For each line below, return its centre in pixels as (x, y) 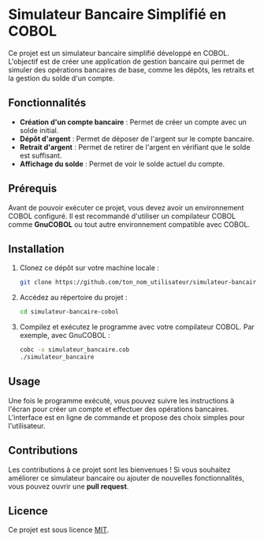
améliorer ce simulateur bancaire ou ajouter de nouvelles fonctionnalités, (126, 477)
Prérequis (33, 189)
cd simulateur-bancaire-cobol (69, 312)
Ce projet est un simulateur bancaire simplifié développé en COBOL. (119, 53)
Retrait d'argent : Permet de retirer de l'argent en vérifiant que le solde (135, 147)
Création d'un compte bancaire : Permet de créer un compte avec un (133, 122)
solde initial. (39, 130)
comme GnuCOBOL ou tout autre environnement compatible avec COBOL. (129, 224)
